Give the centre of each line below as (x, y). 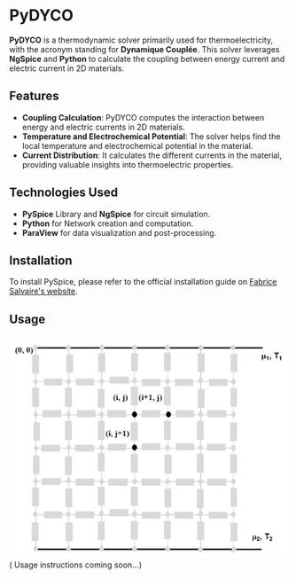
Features (34, 96)
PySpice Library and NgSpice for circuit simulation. (116, 214)
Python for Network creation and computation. (108, 223)
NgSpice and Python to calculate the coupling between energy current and (147, 59)
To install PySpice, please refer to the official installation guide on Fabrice (143, 282)
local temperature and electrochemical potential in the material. (137, 145)
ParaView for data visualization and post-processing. (119, 232)
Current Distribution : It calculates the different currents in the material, (152, 155)
